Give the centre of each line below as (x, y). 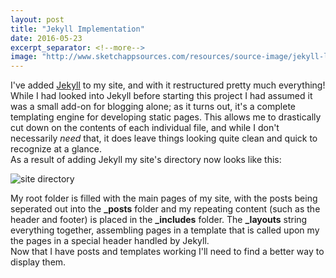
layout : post (37, 19)
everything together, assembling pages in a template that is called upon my (165, 230)
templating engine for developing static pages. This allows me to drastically (166, 117)
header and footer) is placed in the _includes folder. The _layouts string (159, 220)
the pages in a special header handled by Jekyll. (110, 241)
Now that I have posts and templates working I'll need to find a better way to (167, 252)
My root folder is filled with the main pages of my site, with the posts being (164, 198)
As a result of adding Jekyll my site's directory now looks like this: (146, 160)
